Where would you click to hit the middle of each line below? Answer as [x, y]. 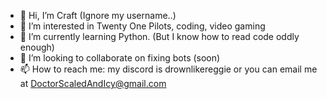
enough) [37, 47]
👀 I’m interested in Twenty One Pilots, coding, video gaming [142, 26]
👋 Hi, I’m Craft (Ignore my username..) [98, 15]
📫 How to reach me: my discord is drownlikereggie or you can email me [168, 69]
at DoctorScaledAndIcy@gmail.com [93, 83]
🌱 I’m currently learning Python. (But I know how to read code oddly [159, 36]
